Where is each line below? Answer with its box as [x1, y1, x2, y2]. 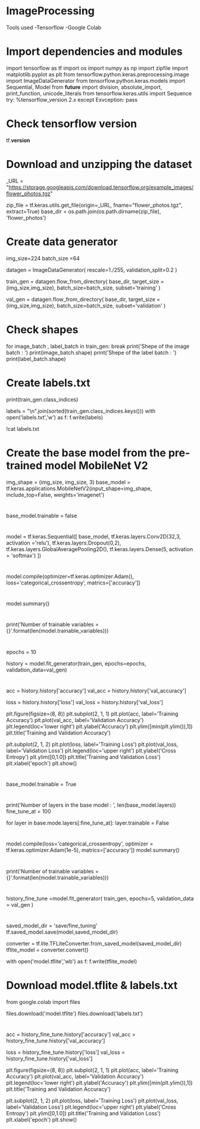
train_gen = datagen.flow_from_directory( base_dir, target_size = [6, 278, 164, 285]
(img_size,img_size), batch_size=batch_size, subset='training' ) [6, 284, 161, 291]
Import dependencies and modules [6, 45, 183, 58]
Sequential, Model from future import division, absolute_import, [6, 83, 162, 91]
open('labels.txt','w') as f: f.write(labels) [6, 413, 104, 421]
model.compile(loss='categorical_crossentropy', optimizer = [6, 840, 154, 847]
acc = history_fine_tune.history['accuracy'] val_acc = [6, 1031, 136, 1038]
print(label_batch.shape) [6, 355, 67, 362]
